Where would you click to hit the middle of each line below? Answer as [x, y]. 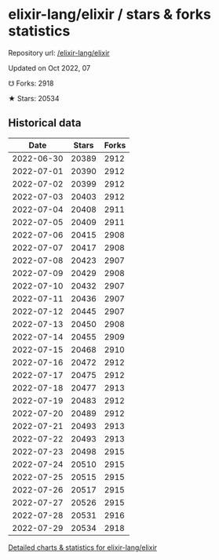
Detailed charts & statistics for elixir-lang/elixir [83, 547]
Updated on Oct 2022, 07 [49, 67]
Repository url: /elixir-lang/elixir [59, 53]
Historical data [45, 123]
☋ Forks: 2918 [31, 83]
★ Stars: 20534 [34, 98]
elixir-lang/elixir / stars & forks [110, 15]
